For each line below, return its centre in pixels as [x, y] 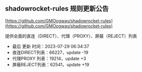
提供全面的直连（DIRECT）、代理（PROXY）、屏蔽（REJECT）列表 [71, 36]
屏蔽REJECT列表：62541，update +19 [51, 64]
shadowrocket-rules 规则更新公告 [57, 9]
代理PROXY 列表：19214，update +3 [49, 58]
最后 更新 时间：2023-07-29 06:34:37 [51, 46]
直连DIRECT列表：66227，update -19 [50, 52]
